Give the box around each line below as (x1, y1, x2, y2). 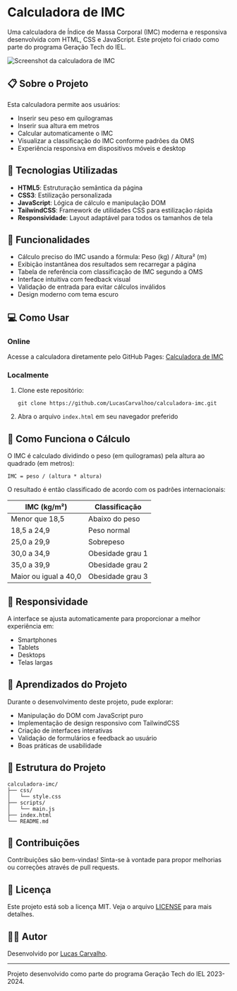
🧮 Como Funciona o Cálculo (7, 433, 130, 445)
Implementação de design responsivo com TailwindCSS (17, 718, 180, 727)
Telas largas (17, 658, 53, 666)
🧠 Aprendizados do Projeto (7, 679, 128, 691)
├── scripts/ (7, 799, 46, 806)
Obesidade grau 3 (87, 571, 148, 581)
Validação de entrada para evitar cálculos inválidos (17, 282, 166, 291)
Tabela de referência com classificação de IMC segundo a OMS (17, 268, 203, 276)
